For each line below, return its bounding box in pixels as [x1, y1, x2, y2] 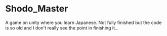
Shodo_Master [5, 3, 68, 14]
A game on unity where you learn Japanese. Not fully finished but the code [5, 19, 162, 25]
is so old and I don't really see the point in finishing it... [5, 24, 119, 30]
